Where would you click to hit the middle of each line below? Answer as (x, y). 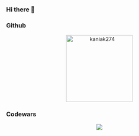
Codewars (21, 114)
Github (16, 25)
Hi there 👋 (21, 10)
